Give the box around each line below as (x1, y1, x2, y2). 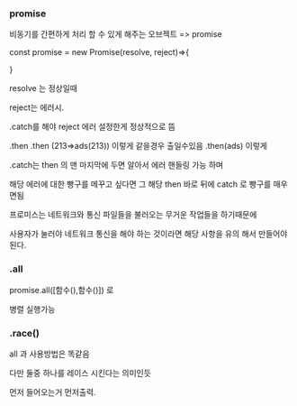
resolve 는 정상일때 (9, 83, 78, 94)
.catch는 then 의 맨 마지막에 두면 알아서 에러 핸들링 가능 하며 (9, 160, 223, 171)
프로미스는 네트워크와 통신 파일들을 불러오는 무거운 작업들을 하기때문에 (9, 209, 257, 220)
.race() (9, 327, 40, 339)
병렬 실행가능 (9, 303, 56, 314)
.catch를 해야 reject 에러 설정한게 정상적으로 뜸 (9, 121, 175, 133)
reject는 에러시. (9, 102, 65, 113)
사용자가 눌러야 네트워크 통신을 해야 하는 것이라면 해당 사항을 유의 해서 (9, 228, 256, 239)
